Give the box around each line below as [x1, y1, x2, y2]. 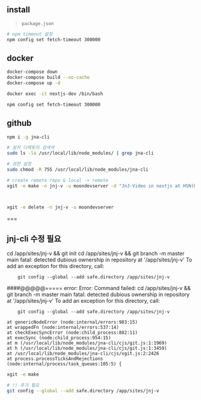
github [7, 118, 32, 128]
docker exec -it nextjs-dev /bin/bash [7, 91, 103, 97]
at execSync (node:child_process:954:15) [7, 335, 112, 341]
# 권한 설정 [7, 161, 32, 167]
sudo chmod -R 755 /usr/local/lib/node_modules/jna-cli [7, 167, 149, 173]
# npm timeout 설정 [7, 31, 53, 37]
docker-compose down [7, 69, 58, 75]
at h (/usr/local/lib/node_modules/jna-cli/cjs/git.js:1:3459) [7, 346, 168, 352]
